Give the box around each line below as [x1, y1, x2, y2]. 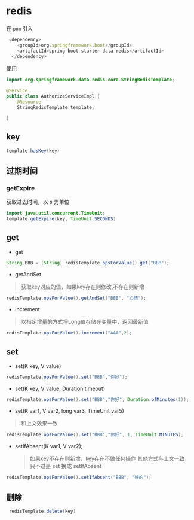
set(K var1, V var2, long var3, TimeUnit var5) [14, 407, 124, 414]
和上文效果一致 [20, 419, 58, 427]
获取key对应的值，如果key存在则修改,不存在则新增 [20, 283, 145, 290]
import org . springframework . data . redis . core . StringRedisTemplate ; [6, 77, 175, 83]
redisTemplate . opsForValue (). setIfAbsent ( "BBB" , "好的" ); [6, 474, 152, 480]
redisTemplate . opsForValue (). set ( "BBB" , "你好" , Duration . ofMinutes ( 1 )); [6, 396, 189, 402]
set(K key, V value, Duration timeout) [14, 385, 106, 392]
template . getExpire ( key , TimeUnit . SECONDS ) [6, 215, 116, 222]
